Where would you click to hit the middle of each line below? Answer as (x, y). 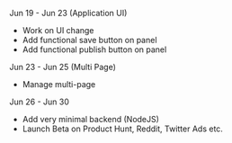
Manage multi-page (59, 84)
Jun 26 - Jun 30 (39, 102)
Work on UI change (58, 30)
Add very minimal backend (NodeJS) (91, 119)
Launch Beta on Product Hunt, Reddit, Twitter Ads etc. (122, 129)
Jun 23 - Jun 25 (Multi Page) (63, 67)
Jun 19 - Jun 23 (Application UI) (68, 13)
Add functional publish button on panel (94, 49)
